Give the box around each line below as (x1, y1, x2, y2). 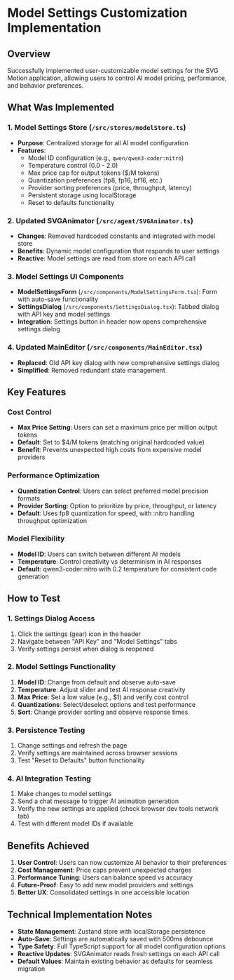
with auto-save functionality (17, 295, 99, 303)
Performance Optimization (7, 470, 100, 480)
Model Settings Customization (7, 5, 188, 21)
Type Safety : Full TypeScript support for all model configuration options (17, 942, 226, 951)
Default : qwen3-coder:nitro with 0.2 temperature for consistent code (17, 564, 217, 573)
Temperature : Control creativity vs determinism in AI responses (17, 557, 202, 566)
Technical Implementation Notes (7, 908, 153, 920)
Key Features (7, 386, 67, 398)
